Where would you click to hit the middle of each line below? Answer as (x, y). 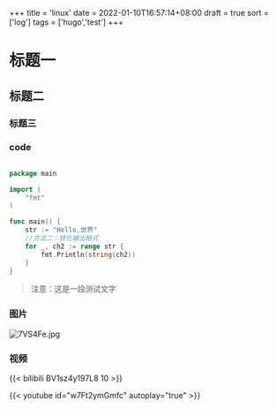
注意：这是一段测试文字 (73, 289)
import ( (25, 189)
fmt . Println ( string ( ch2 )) (89, 254)
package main (33, 173)
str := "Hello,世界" (61, 230)
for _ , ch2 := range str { (75, 246)
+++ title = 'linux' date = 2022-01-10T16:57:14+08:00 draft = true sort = (139, 13)
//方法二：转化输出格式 (62, 239)
